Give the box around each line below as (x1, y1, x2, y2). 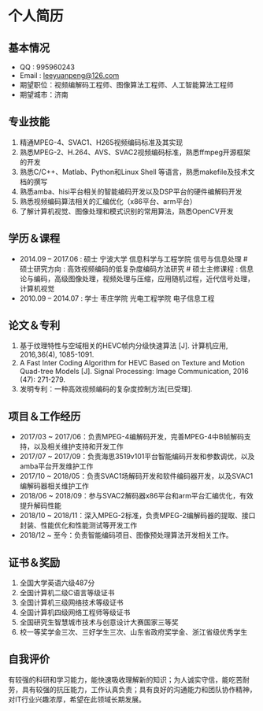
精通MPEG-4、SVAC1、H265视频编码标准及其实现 (19, 137, 183, 146)
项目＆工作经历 (8, 409, 81, 423)
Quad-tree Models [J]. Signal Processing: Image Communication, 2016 (19, 367, 250, 376)
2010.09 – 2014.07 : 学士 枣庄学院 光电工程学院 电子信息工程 (19, 293, 215, 303)
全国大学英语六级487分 (19, 578, 95, 587)
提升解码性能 (19, 501, 61, 510)
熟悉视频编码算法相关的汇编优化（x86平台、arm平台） (19, 196, 197, 206)
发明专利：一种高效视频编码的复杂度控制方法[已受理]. (19, 384, 193, 394)
